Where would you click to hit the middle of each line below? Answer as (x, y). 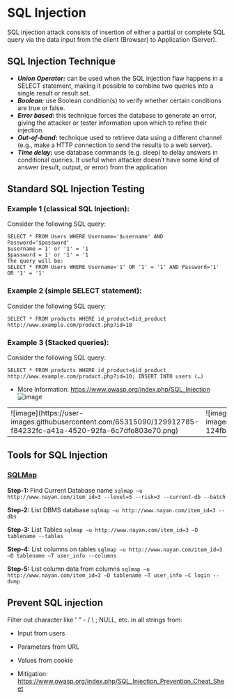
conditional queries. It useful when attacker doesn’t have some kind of (118, 160)
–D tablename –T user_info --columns (62, 555)
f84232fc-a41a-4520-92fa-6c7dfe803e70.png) (95, 431)
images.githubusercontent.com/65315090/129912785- (105, 422)
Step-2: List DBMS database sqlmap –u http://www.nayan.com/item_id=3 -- (116, 509)
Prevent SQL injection (55, 603)
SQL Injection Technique (62, 62)
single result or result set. (54, 93)
